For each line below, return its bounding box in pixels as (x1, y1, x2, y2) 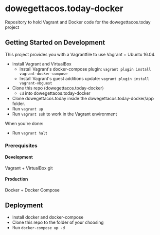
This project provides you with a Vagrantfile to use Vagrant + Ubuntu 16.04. (5, 51, 156, 57)
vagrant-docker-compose (19, 71, 68, 76)
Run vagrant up (12, 106, 43, 111)
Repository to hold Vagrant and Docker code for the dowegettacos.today (5, 19, 151, 25)
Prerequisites (5, 142, 37, 149)
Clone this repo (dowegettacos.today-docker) (12, 85, 104, 91)
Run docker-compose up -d (12, 224, 65, 230)
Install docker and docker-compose (12, 214, 84, 220)
